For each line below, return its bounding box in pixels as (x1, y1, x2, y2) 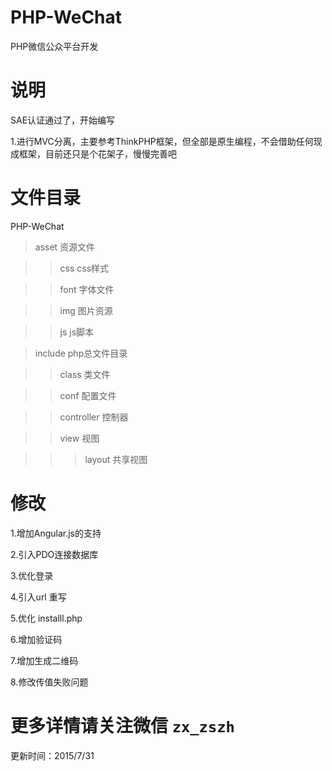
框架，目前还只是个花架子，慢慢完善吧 (18, 147, 177, 160)
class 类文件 (59, 368, 111, 380)
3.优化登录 (10, 569, 54, 581)
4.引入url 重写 (10, 591, 67, 603)
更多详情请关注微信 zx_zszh (10, 714, 235, 737)
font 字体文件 (59, 283, 115, 295)
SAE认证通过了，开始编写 (10, 114, 116, 126)
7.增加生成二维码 (10, 654, 79, 666)
